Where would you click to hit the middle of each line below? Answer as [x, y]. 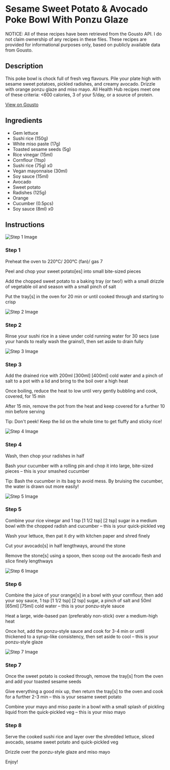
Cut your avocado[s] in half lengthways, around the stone [65, 546]
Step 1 [13, 250]
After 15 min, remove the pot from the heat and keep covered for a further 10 [85, 406]
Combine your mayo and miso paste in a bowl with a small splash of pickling [85, 707]
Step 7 [13, 665]
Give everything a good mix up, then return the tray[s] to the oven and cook [84, 691]
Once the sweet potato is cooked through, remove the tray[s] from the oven [84, 676]
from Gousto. [19, 50]
